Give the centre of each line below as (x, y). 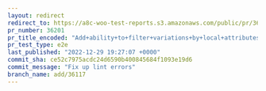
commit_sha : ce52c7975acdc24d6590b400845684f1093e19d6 (100, 60)
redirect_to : (29, 23)
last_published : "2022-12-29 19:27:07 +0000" (84, 52)
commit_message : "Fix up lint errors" (71, 67)
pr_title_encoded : (38, 38)
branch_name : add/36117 (47, 74)
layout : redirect (36, 15)
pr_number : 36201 (36, 30)
